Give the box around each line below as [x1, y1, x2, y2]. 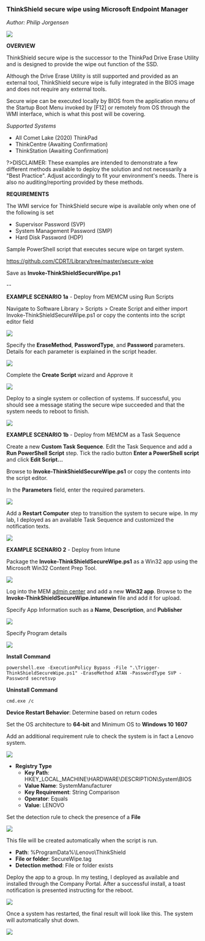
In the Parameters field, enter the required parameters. [6, 486, 145, 493]
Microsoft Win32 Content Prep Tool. [6, 565, 97, 572]
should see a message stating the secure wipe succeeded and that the [6, 401, 185, 409]
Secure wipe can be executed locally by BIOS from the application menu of [6, 97, 196, 105]
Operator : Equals [24, 795, 69, 802]
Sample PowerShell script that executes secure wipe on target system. [6, 246, 185, 253]
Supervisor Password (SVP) [15, 221, 86, 228]
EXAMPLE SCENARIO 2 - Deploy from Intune [6, 546, 121, 554]
